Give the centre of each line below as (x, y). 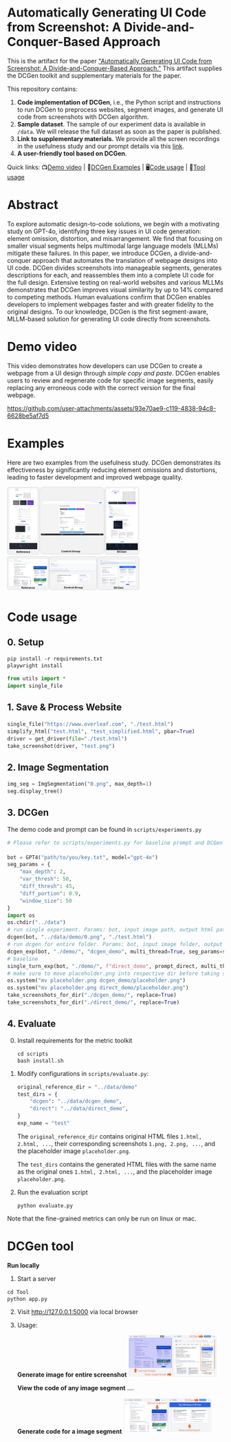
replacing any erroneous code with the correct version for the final (101, 387)
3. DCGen (28, 813)
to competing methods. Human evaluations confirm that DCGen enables (109, 297)
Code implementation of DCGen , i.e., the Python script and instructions (119, 102)
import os (21, 915)
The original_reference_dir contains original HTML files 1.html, (109, 1136)
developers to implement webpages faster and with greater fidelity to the (111, 304)
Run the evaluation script (52, 1192)
